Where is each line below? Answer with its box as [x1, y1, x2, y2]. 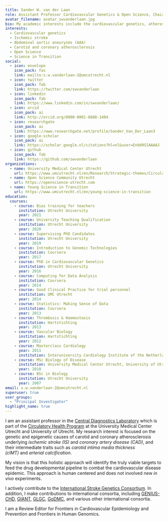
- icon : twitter [9, 77, 43, 82]
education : [5, 194, 28, 199]
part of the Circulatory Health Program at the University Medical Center [5, 423, 152, 429]
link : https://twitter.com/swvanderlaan [14, 86, 99, 92]
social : [5, 59, 21, 64]
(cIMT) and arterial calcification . [5, 450, 72, 456]
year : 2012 [18, 339, 41, 344]
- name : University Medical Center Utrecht [9, 166, 101, 171]
